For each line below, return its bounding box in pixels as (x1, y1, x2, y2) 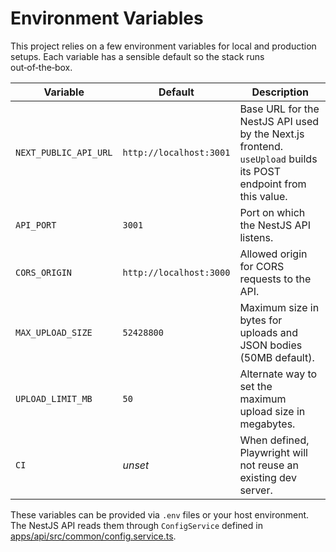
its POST (239, 164, 282, 178)
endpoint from (239, 177, 307, 191)
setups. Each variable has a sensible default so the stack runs (10, 50, 265, 62)
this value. (239, 189, 288, 203)
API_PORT (15, 219, 57, 231)
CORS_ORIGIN (15, 267, 73, 278)
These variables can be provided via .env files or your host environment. (10, 508, 310, 521)
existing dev (239, 470, 297, 484)
